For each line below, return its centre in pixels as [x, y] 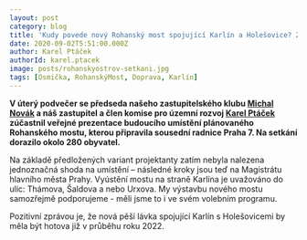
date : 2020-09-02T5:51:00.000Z [69, 43]
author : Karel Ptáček [51, 52]
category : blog [38, 26]
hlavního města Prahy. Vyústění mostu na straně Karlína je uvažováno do [146, 179]
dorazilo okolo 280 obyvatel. [65, 141]
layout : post [34, 18]
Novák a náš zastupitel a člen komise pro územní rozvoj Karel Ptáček [143, 113]
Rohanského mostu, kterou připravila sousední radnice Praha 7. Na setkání [153, 132]
